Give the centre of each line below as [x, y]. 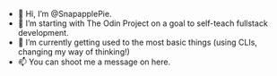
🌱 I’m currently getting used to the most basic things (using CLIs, [138, 42]
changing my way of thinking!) [74, 52]
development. [43, 33]
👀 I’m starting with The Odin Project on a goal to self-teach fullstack [143, 23]
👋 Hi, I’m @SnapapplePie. [65, 14]
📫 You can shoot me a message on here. [94, 62]
